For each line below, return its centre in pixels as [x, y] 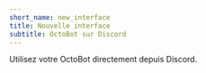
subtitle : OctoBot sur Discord [68, 34]
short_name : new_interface [60, 17]
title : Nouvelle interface [60, 26]
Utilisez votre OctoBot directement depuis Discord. [103, 60]
